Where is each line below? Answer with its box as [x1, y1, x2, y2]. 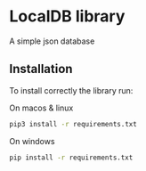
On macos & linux [9, 102, 74, 113]
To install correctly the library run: [9, 85, 134, 95]
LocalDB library [9, 6, 126, 27]
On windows [9, 135, 55, 146]
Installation [9, 61, 73, 77]
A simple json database [9, 36, 95, 46]
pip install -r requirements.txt [9, 153, 134, 162]
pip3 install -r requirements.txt [9, 119, 138, 128]
